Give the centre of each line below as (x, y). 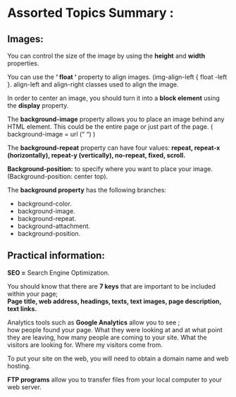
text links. (22, 308)
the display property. (38, 106)
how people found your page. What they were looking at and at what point (115, 329)
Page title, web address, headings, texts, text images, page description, (114, 301)
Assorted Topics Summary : (91, 13)
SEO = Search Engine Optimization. (58, 272)
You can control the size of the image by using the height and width (106, 56)
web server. (25, 387)
